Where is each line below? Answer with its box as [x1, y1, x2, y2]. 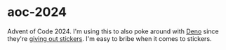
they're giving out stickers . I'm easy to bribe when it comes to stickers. [7, 34, 212, 42]
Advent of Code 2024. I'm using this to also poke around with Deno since [7, 27, 219, 35]
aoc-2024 [7, 4, 67, 20]
